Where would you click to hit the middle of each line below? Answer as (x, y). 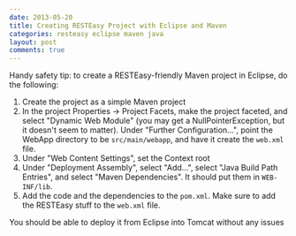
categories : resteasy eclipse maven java (87, 34)
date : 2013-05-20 (41, 17)
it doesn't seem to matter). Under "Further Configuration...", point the (148, 130)
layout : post (33, 42)
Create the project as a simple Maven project (104, 102)
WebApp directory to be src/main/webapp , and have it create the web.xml (153, 140)
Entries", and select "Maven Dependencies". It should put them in (141, 177)
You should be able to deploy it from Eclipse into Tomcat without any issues (147, 223)
